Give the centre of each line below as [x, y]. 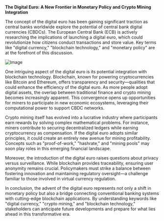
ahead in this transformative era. [38, 214]
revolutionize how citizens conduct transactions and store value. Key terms [81, 42]
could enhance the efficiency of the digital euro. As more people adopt [76, 87]
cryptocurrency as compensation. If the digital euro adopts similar [71, 133]
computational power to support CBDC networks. [55, 108]
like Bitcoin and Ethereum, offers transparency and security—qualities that [80, 82]
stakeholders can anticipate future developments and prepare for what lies [80, 209]
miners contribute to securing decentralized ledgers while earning [72, 128]
